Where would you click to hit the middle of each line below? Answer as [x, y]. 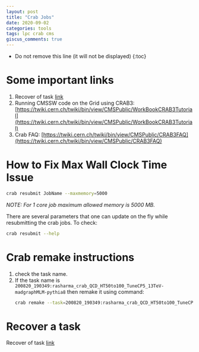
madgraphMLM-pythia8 [40, 292]
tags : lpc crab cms [30, 34]
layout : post [22, 12]
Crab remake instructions [70, 257]
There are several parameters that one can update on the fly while [87, 216]
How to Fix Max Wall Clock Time [87, 165]
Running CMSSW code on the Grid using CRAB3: [75, 103]
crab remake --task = [40, 303]
